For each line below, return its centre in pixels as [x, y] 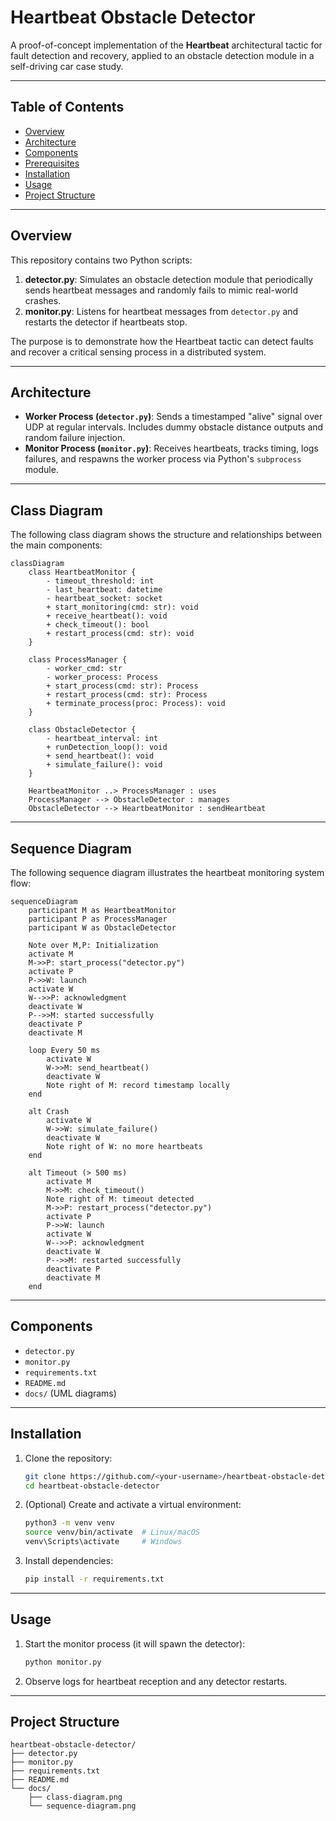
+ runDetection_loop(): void [107, 747]
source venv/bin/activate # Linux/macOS [112, 1532]
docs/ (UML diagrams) [70, 1393]
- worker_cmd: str [84, 669]
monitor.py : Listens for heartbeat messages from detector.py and [161, 311]
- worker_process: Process [102, 677]
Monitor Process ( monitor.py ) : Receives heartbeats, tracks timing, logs [171, 448]
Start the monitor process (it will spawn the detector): [135, 1643]
